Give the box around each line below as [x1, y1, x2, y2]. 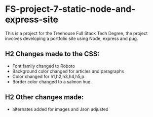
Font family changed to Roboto [12, 63, 75, 69]
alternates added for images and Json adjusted [12, 106, 109, 112]
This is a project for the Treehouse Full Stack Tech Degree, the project [5, 30, 148, 36]
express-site [5, 14, 58, 25]
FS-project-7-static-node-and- [5, 3, 136, 15]
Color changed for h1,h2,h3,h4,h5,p [12, 73, 85, 79]
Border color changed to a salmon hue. [12, 78, 92, 84]
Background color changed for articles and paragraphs [12, 68, 124, 74]
